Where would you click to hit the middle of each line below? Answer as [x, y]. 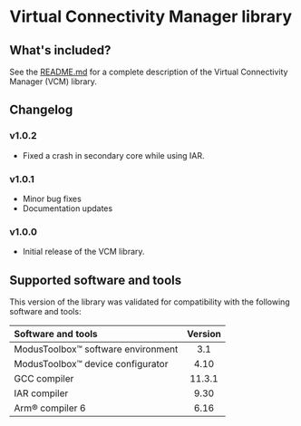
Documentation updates [68, 208]
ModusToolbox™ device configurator [91, 364]
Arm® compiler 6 [50, 408]
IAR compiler [41, 393]
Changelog [41, 110]
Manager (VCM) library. [53, 82]
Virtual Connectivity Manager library [151, 17]
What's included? [60, 50]
